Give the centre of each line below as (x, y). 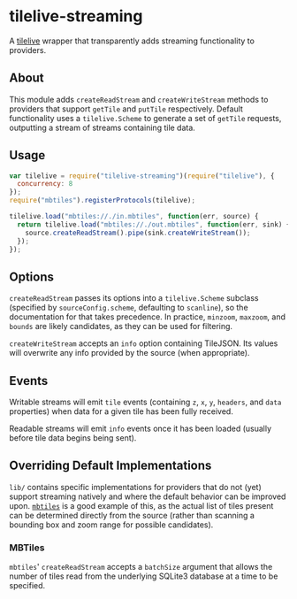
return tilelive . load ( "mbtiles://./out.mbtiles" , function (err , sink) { (154, 224)
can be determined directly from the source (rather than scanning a (132, 515)
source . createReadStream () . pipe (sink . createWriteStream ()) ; (138, 233)
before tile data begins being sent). (73, 438)
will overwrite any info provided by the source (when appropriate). (129, 353)
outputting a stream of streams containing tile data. (103, 127)
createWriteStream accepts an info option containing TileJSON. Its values (144, 343)
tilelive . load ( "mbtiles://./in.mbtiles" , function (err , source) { (134, 217)
